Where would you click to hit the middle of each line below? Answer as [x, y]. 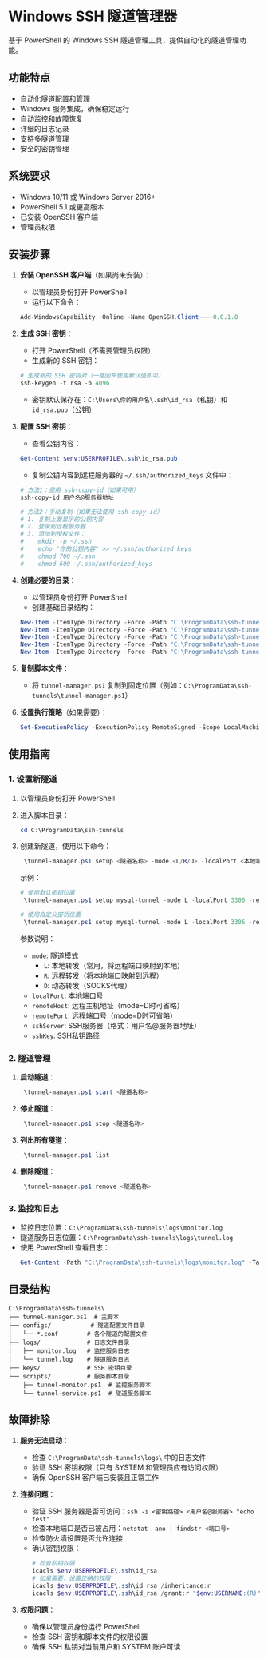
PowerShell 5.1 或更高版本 [62, 207]
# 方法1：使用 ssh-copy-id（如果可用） [79, 490]
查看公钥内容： [56, 443]
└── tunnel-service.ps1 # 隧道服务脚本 [87, 1393]
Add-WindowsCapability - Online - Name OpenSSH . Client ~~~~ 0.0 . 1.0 [129, 317]
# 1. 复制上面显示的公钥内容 [61, 519]
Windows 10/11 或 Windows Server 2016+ [88, 197]
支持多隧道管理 [44, 138]
